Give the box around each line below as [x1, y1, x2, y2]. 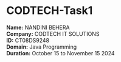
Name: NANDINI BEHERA [6, 24, 70, 31]
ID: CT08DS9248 [6, 36, 50, 44]
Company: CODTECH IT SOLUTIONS [6, 30, 100, 37]
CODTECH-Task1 [6, 4, 93, 18]
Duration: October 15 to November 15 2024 [6, 49, 115, 57]
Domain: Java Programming [6, 43, 77, 50]
